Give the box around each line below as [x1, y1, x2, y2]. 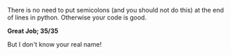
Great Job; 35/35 [7, 27, 58, 35]
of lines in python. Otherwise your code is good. [7, 13, 147, 22]
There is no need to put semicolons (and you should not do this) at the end [7, 6, 224, 14]
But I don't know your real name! [7, 40, 102, 48]
